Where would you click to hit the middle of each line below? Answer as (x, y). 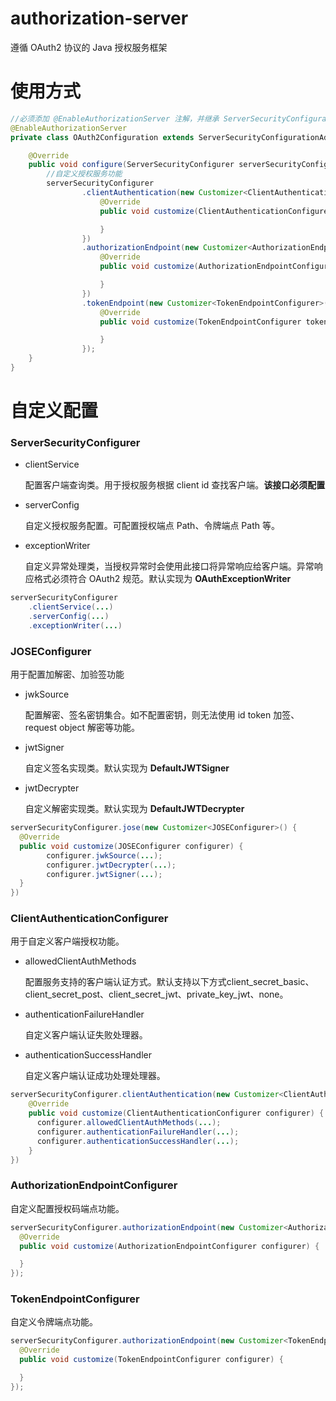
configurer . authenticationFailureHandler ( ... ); (138, 1132)
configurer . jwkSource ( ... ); (104, 855)
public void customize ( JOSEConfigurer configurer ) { (131, 846)
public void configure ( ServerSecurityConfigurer (131, 165)
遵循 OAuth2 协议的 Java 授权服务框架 (89, 47)
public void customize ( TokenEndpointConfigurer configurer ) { (151, 1360)
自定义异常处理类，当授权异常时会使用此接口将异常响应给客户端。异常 (169, 566)
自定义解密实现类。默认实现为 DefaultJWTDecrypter (134, 809)
